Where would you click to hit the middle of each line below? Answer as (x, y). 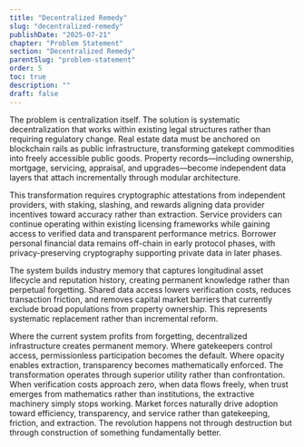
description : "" (40, 85)
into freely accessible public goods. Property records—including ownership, (152, 158)
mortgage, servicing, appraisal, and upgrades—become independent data (148, 168)
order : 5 (26, 69)
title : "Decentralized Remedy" (69, 18)
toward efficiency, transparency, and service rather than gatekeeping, (140, 413)
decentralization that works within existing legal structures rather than (140, 129)
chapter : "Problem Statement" (67, 43)
